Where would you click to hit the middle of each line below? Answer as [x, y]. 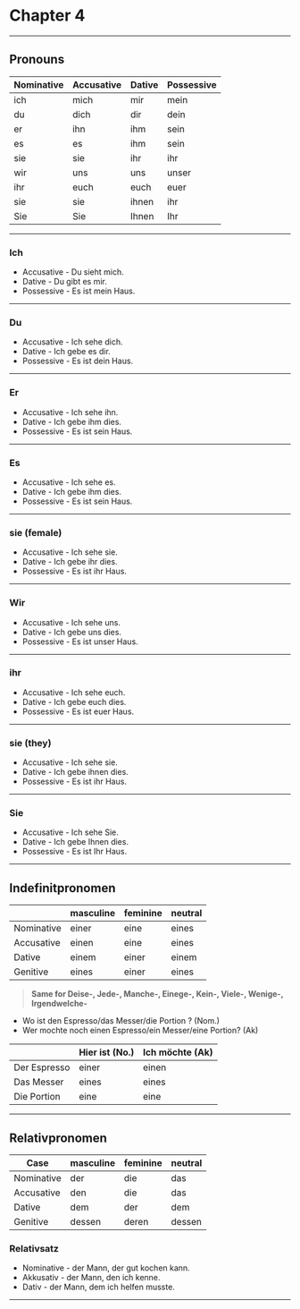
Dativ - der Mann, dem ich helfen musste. [99, 1287]
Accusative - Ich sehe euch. [74, 692]
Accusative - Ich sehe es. [69, 482]
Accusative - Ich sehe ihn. [70, 412]
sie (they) [30, 743]
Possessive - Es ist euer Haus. [78, 711]
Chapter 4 [47, 16]
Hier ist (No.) [107, 1052]
